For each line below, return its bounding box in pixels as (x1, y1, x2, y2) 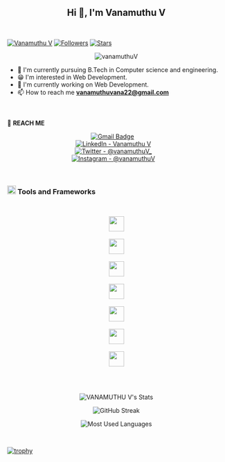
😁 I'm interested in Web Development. (17, 73, 128, 81)
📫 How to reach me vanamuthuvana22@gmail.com (17, 88, 170, 96)
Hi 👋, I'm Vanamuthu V (66, 7, 166, 19)
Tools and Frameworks (17, 186, 96, 196)
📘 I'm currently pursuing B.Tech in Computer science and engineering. (17, 65, 218, 73)
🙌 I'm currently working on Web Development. (17, 80, 149, 89)
